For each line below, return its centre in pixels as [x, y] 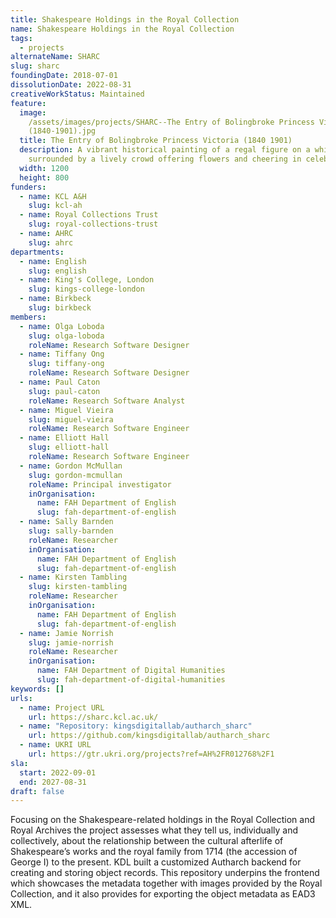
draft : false [37, 791]
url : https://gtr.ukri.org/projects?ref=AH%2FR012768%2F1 [151, 754]
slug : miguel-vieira [71, 419]
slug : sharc [35, 66]
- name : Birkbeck [55, 299]
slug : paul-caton [64, 391]
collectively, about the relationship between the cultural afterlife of [147, 841]
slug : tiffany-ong [66, 364]
